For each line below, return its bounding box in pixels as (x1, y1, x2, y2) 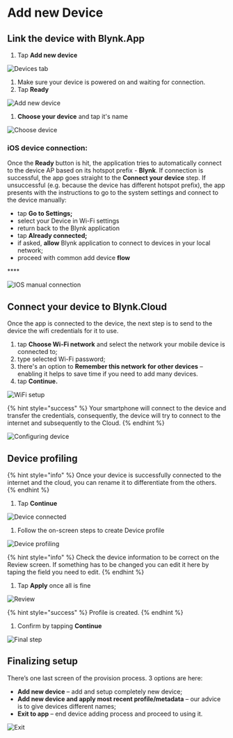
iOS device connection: (7, 143, 88, 152)
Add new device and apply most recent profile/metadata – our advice (17, 694, 221, 703)
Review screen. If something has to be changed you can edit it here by (7, 560, 209, 568)
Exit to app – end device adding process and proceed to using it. (17, 709, 203, 718)
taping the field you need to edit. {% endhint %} (7, 568, 145, 576)
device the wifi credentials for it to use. (7, 327, 119, 335)
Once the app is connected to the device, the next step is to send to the (7, 319, 213, 328)
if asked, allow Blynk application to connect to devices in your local (17, 239, 211, 248)
